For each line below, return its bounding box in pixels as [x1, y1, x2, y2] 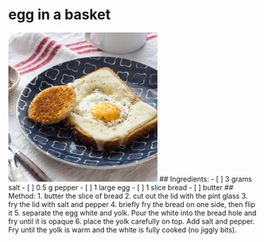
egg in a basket [8, 6, 111, 24]
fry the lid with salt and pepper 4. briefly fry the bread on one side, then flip [8, 199, 256, 209]
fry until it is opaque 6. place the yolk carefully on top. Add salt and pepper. [8, 217, 255, 226]
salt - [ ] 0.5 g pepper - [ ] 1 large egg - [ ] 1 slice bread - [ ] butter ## [8, 182, 234, 192]
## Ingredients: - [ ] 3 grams [158, 174, 253, 184]
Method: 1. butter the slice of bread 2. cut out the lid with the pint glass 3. [8, 191, 248, 201]
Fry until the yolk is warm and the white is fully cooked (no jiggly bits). [8, 224, 237, 234]
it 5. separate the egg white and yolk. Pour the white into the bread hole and [8, 208, 257, 217]
